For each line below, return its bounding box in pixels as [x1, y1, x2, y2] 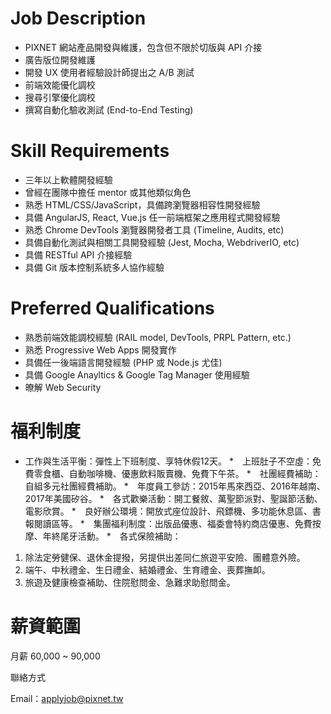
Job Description [10, 7, 147, 30]
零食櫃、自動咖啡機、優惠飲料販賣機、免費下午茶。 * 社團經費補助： [33, 467, 322, 479]
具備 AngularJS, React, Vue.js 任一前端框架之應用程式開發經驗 [24, 211, 281, 223]
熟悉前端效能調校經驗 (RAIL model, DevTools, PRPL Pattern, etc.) [24, 331, 292, 343]
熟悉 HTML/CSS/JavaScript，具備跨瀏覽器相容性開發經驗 [24, 198, 261, 211]
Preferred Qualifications [10, 297, 215, 320]
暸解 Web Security [24, 381, 102, 393]
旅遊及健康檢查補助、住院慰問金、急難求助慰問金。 [24, 576, 236, 588]
